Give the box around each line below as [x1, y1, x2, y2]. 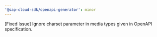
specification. [4, 26, 33, 32]
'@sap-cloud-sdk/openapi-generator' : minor [4, 7, 96, 12]
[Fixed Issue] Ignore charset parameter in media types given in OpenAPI [4, 21, 153, 27]
